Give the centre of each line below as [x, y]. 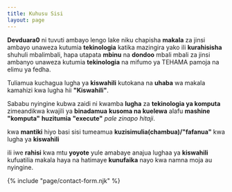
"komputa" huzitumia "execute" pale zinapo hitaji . [81, 118]
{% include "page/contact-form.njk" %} [64, 180]
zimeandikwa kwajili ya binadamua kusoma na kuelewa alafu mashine [109, 111]
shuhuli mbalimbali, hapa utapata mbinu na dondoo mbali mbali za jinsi [109, 54]
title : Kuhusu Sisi [35, 14]
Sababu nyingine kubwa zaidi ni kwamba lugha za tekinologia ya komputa [114, 103]
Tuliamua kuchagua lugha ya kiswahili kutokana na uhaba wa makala [106, 82]
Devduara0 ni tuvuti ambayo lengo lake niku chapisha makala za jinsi [106, 40]
